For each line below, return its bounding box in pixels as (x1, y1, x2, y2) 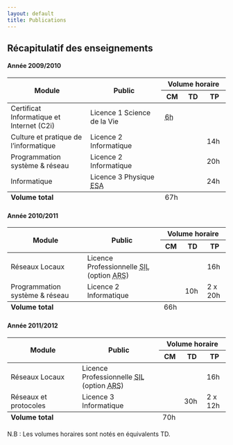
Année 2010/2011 (7, 211, 59, 219)
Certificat (10, 103, 42, 113)
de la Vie (89, 117, 119, 126)
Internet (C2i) (10, 121, 55, 131)
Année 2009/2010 (7, 62, 61, 70)
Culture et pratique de (10, 133, 83, 142)
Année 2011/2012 (7, 321, 58, 330)
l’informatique (10, 141, 56, 151)
